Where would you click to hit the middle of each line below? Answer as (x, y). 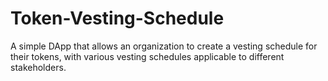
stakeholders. (38, 67)
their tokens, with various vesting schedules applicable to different (147, 56)
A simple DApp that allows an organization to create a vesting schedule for (164, 46)
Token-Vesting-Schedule (117, 18)
